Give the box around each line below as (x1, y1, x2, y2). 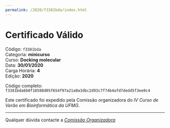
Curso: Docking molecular (5, 57, 61, 63)
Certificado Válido (5, 29, 83, 40)
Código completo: (5, 82, 43, 89)
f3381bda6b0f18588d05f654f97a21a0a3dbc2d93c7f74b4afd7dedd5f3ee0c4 (5, 88, 151, 93)
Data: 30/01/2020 (5, 62, 44, 68)
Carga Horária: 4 (5, 67, 40, 73)
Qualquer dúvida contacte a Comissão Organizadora (5, 117, 115, 123)
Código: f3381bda (5, 46, 41, 52)
